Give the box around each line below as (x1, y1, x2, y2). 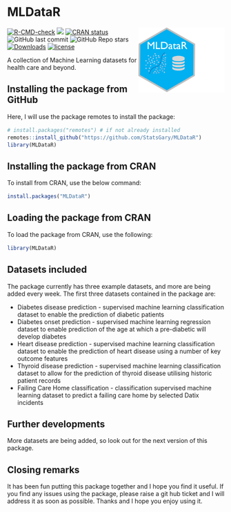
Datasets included (7, 264, 88, 276)
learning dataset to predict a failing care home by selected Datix (17, 391, 199, 399)
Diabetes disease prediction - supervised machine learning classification (17, 303, 225, 311)
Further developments (7, 418, 106, 430)
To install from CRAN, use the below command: (7, 179, 141, 187)
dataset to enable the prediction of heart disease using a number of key (17, 347, 221, 355)
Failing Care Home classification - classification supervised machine (17, 383, 212, 392)
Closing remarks (7, 464, 80, 475)
